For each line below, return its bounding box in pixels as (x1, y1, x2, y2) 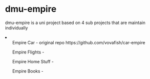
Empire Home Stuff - (12, 58, 54, 64)
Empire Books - (12, 68, 43, 74)
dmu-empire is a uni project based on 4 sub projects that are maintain (5, 20, 146, 26)
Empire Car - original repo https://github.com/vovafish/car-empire (12, 39, 146, 45)
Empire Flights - (12, 49, 44, 55)
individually (5, 25, 28, 30)
